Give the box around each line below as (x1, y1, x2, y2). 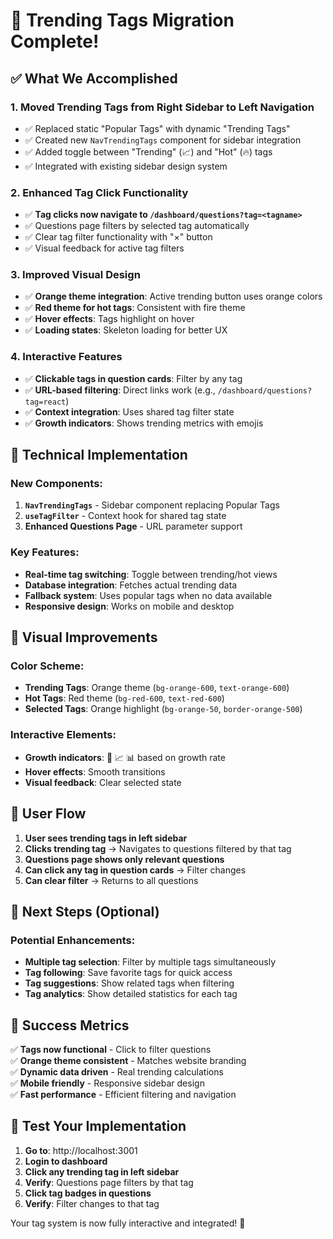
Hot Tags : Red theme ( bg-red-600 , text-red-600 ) (24, 692, 225, 704)
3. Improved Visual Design (10, 268, 141, 282)
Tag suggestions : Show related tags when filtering (24, 977, 235, 989)
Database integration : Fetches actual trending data (24, 579, 238, 591)
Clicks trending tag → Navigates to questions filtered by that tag (24, 842, 292, 854)
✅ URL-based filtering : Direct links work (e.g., (24, 384, 216, 396)
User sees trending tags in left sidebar (24, 832, 188, 844)
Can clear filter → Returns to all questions (24, 874, 199, 886)
